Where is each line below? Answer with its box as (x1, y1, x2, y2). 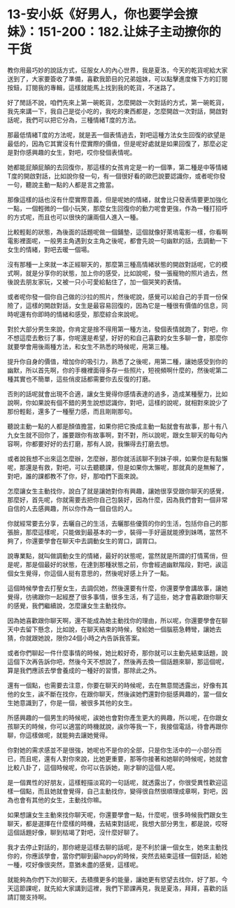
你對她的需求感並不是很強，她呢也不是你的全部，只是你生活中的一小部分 (7, 746, 215, 754)
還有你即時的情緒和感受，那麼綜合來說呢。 (19, 309, 142, 319)
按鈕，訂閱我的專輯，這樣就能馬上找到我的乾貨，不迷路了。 (7, 83, 179, 92)
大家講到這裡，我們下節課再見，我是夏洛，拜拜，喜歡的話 (62, 883, 228, 893)
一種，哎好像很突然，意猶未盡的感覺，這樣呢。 (7, 860, 142, 869)
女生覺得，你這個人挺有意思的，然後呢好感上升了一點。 (13, 568, 173, 578)
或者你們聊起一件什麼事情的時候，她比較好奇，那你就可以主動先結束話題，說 (7, 648, 228, 657)
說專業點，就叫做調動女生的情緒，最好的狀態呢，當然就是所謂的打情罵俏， (7, 551, 222, 560)
